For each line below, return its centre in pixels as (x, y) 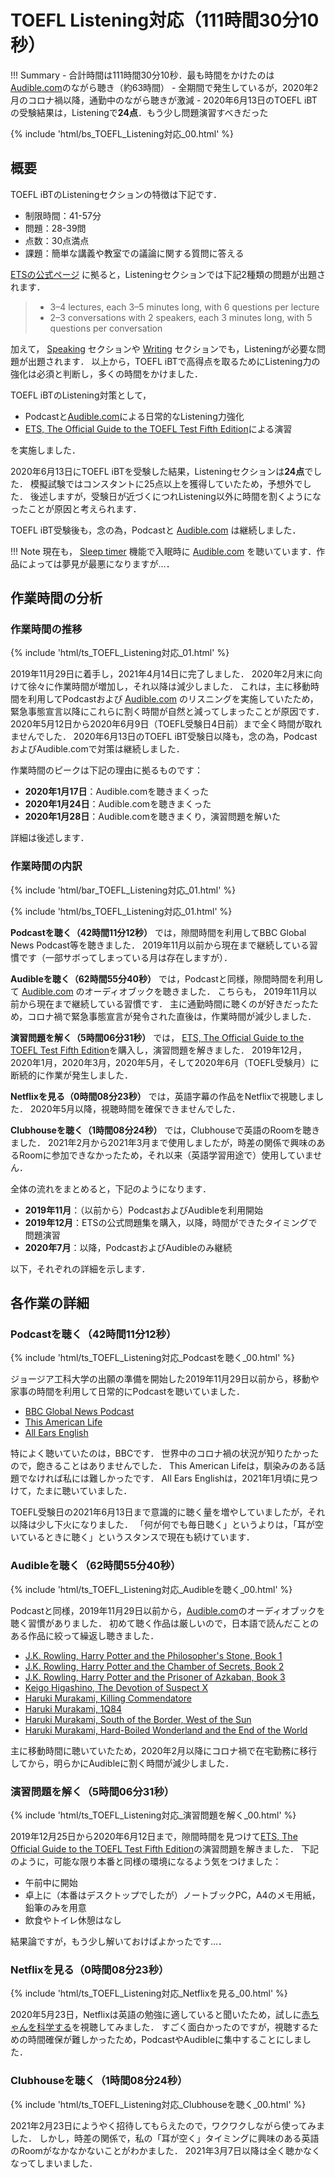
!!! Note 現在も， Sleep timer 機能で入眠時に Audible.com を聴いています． (163, 551)
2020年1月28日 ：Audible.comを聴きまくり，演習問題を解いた (153, 817)
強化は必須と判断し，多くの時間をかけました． (106, 373)
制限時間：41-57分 (63, 215)
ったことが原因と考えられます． (76, 508)
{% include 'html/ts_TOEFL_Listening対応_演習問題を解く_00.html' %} (153, 1815)
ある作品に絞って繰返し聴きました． (85, 1635)
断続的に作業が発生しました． (71, 1075)
